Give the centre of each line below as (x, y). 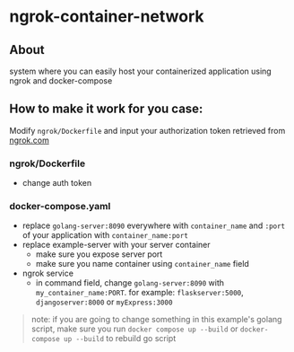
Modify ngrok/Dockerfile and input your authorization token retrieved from (147, 130)
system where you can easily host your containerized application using (140, 71)
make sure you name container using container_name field (142, 264)
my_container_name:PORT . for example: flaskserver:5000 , (139, 293)
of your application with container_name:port (105, 235)
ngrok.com (29, 140)
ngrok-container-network (107, 17)
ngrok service (48, 273)
